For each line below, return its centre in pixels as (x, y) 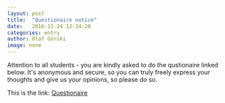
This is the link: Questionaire (48, 93)
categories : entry (33, 33)
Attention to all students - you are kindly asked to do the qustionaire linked (113, 65)
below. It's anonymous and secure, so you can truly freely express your (109, 72)
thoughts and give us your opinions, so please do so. (82, 79)
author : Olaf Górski (37, 39)
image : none (24, 45)
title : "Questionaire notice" (52, 20)
